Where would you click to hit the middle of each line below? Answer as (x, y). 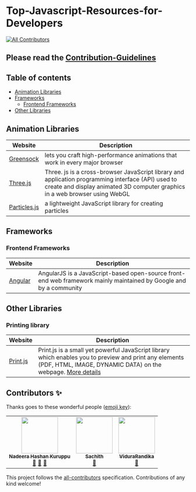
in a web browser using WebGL (87, 194)
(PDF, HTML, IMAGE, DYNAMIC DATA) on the (100, 365)
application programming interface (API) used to (111, 179)
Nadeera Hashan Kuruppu (40, 457)
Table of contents (38, 78)
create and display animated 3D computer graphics (115, 187)
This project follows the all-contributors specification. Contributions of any (96, 477)
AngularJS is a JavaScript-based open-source (102, 273)
